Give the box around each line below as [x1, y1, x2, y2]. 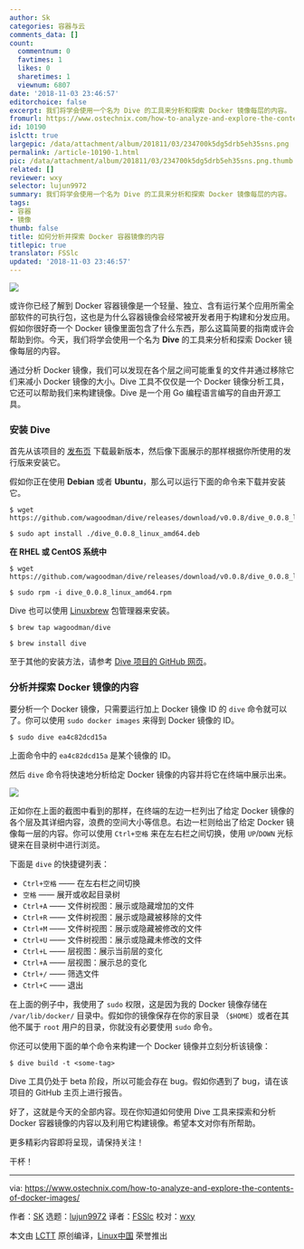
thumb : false [9, 224, 59, 233]
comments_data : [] [9, 30, 79, 39]
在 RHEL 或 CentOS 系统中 [9, 547, 107, 558]
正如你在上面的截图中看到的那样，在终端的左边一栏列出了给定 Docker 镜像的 [9, 805, 295, 815]
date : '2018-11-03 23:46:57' [9, 89, 119, 98]
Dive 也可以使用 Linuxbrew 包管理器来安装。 [9, 605, 175, 616]
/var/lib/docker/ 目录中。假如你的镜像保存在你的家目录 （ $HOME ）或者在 [9, 1010, 282, 1021]
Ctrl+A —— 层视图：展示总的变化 [22, 957, 147, 968]
